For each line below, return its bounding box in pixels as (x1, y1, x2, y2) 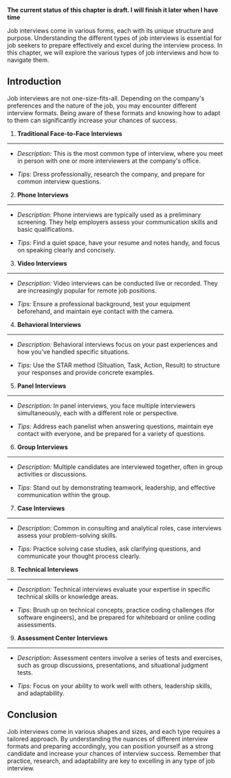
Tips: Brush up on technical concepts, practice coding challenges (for (16, 606, 215, 614)
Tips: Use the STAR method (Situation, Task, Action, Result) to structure (16, 361, 220, 369)
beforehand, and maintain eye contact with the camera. (16, 307, 174, 315)
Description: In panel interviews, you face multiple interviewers (16, 401, 196, 410)
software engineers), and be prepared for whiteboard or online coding (16, 613, 216, 621)
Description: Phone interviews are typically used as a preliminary (16, 210, 201, 219)
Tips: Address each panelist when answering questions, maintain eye (16, 422, 214, 430)
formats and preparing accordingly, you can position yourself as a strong (7, 741, 214, 750)
